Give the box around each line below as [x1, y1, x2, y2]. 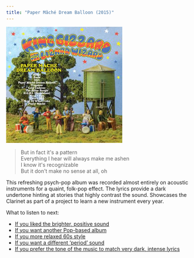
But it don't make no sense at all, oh [20, 167, 108, 175]
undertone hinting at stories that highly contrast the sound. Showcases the [6, 191, 187, 198]
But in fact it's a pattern [20, 149, 78, 156]
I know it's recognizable [20, 161, 79, 168]
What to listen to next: [6, 209, 59, 216]
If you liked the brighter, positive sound [14, 220, 110, 227]
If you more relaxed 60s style [14, 233, 86, 240]
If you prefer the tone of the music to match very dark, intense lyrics [14, 245, 180, 252]
